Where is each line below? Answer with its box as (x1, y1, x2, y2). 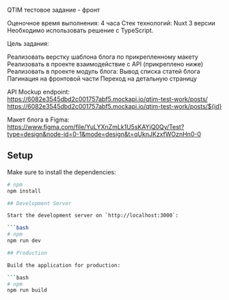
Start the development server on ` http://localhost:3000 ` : (7, 212, 179, 219)
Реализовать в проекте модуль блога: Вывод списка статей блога (7, 68, 200, 75)
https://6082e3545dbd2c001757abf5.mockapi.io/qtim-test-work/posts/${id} (7, 103, 222, 110)
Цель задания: (7, 40, 49, 47)
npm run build (7, 287, 48, 294)
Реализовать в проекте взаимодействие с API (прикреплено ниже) (7, 60, 204, 68)
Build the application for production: (7, 262, 121, 269)
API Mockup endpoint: (7, 88, 70, 96)
